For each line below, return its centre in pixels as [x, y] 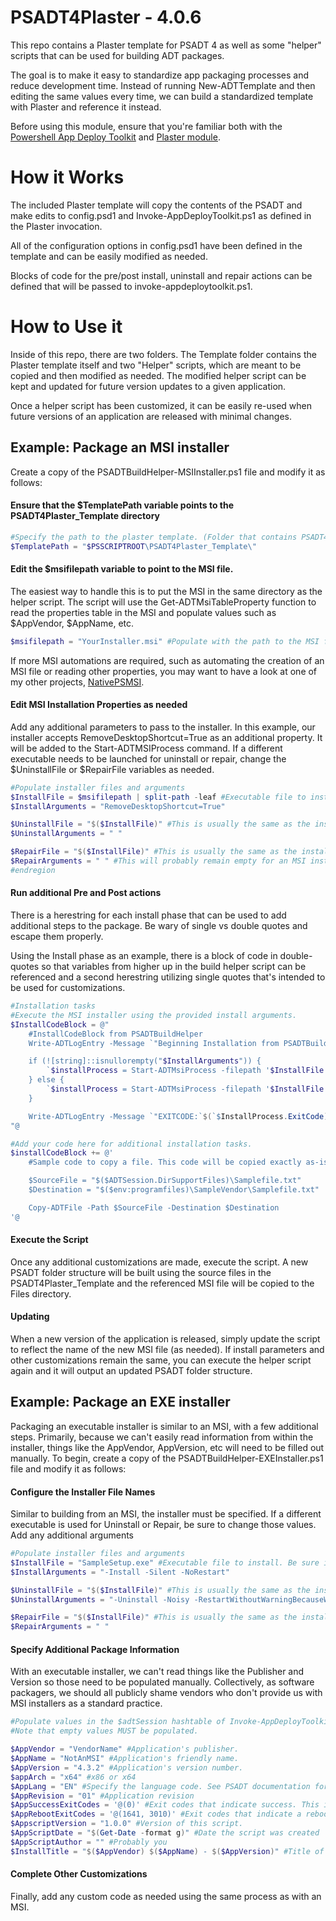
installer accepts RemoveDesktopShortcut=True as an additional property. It [166, 737]
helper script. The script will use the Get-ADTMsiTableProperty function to [163, 602]
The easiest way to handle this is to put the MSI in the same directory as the [166, 591]
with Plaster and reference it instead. [86, 107]
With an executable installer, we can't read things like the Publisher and [157, 1672]
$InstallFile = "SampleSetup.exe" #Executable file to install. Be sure [165, 1562]
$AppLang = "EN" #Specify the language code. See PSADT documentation [160, 1786]
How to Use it [66, 327]
